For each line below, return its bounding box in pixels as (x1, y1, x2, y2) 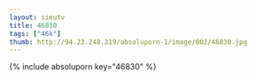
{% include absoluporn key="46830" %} (9, 62, 157, 72)
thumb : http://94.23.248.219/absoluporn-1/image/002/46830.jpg (9, 37, 248, 47)
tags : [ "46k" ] (9, 29, 62, 38)
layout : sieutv (9, 12, 66, 22)
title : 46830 (9, 21, 58, 30)
